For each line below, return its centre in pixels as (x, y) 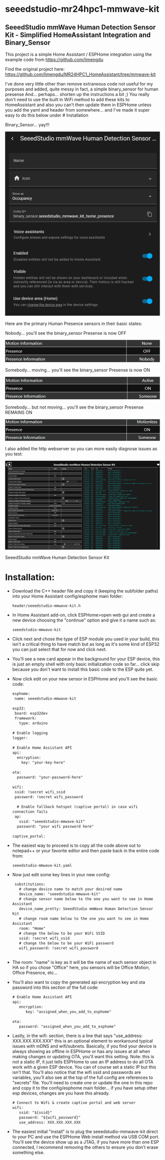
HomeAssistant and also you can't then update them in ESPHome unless (78, 105)
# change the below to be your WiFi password (66, 943)
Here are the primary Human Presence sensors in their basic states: (74, 324)
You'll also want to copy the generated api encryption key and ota (79, 982)
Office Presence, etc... (35, 973)
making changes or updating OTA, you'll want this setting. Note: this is (83, 1056)
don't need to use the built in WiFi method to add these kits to (68, 100)
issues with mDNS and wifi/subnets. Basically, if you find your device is (84, 1046)
